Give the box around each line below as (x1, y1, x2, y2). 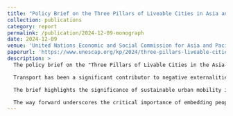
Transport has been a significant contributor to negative (13, 74, 188, 81)
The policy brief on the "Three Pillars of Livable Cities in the (13, 61, 209, 68)
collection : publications (7, 17, 82, 23)
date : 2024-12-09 (7, 36, 58, 43)
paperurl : (7, 49, 36, 56)
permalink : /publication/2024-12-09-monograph (7, 29, 144, 37)
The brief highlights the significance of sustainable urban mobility (13, 86, 222, 93)
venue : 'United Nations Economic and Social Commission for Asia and (7, 42, 213, 49)
